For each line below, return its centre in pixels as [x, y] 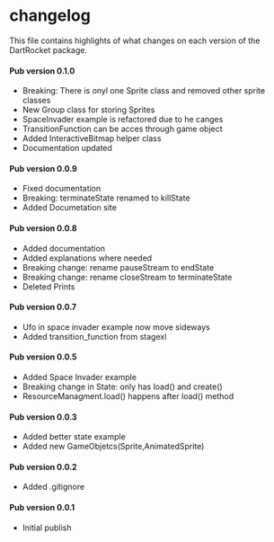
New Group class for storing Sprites [88, 110]
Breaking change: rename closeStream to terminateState [127, 277]
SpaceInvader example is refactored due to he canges [123, 120]
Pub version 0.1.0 [42, 71]
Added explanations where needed [87, 258]
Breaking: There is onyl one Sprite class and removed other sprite [144, 91]
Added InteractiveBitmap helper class [92, 138]
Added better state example [74, 437]
